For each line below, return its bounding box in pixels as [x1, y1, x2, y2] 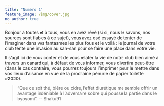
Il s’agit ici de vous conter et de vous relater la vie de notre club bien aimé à [5, 55, 159, 61]
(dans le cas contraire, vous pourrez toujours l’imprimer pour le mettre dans [5, 65, 159, 71]
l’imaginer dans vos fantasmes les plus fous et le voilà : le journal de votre [5, 40, 156, 46]
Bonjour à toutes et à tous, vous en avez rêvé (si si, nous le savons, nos [5, 30, 151, 36]
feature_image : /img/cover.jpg [5, 12, 70, 17]
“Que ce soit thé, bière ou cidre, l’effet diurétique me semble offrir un [17, 85, 158, 91]
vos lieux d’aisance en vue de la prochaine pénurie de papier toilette [5, 71, 144, 77]
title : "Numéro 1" [5, 7, 43, 12]
